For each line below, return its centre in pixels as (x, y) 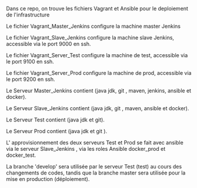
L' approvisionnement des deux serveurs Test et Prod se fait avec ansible (95, 143)
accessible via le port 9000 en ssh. (49, 44)
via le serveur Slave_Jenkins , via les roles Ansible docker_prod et (86, 149)
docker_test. (21, 155)
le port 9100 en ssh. (30, 62)
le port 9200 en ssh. (31, 79)
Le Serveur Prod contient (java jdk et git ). (57, 131)
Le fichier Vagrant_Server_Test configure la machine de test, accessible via (97, 55)
